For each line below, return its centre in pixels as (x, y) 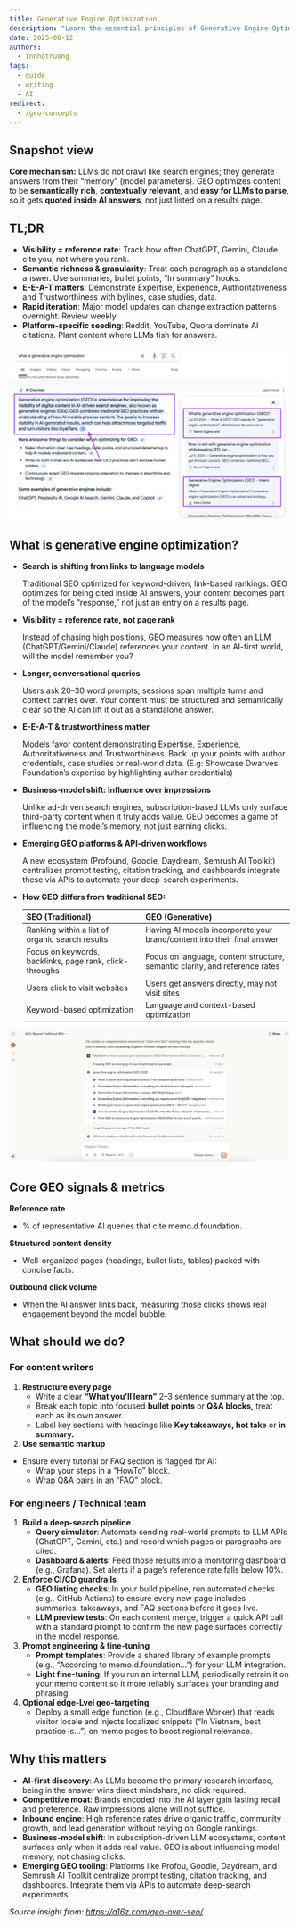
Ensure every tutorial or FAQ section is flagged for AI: (120, 1461)
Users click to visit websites (77, 988)
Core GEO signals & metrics (87, 1187)
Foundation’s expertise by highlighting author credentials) (127, 773)
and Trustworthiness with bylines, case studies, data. (120, 297)
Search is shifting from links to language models (113, 566)
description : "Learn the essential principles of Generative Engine (139, 28)
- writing (35, 85)
